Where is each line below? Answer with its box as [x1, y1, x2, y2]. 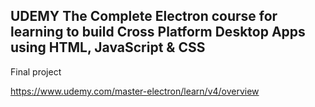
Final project [10, 65, 62, 78]
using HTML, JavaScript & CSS [10, 39, 206, 56]
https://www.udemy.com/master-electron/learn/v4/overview [10, 85, 260, 97]
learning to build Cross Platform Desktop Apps [10, 24, 306, 41]
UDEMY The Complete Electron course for [10, 8, 278, 25]
